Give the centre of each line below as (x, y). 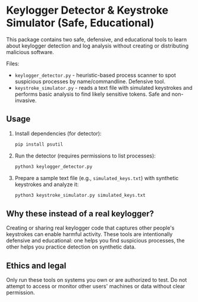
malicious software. (30, 52)
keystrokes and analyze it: (47, 184)
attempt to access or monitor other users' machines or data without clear (96, 286)
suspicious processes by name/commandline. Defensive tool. (90, 81)
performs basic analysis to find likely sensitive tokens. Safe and (92, 94)
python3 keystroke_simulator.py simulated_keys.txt (80, 195)
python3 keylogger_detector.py (54, 166)
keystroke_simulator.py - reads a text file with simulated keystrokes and (103, 87)
